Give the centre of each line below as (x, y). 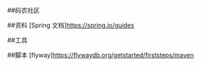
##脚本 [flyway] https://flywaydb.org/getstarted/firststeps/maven (100, 55)
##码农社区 (23, 10)
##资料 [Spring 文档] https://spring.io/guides (71, 25)
